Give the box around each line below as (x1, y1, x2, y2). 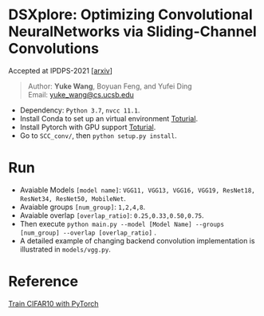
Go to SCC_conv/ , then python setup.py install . (19, 130, 177, 140)
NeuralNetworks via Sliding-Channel (8, 22, 257, 41)
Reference (8, 273, 78, 290)
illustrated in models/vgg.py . (19, 244, 112, 254)
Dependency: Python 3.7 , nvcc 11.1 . (19, 105, 140, 115)
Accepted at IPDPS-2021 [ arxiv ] (8, 65, 113, 75)
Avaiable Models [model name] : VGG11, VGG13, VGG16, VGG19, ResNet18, (19, 185, 255, 195)
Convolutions (8, 40, 100, 57)
